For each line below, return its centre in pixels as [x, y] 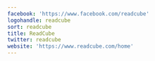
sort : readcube [30, 27]
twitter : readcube [34, 40]
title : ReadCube [31, 33]
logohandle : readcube [39, 20]
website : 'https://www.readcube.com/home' [70, 46]
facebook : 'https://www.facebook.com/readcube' [79, 14]
